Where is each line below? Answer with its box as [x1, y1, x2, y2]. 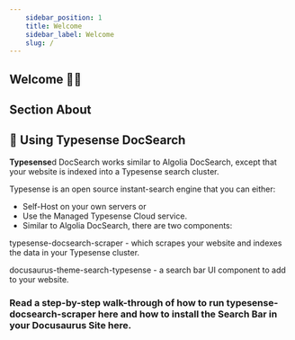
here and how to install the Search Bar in [97, 308, 278, 320]
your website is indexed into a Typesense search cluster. [9, 166, 219, 176]
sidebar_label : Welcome [25, 30, 115, 39]
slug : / [25, 38, 54, 48]
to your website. [9, 273, 69, 284]
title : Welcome [25, 22, 83, 31]
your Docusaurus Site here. [9, 318, 132, 331]
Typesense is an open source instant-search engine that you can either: [9, 183, 276, 194]
